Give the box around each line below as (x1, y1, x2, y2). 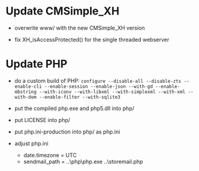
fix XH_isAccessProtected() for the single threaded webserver (14, 36, 170, 43)
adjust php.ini (14, 140, 49, 147)
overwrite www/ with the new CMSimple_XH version (14, 24, 145, 31)
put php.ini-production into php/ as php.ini (14, 128, 120, 135)
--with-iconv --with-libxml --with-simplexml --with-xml (39, 89, 186, 95)
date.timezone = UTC (23, 151, 77, 158)
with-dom (14, 94, 37, 100)
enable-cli (14, 83, 42, 89)
